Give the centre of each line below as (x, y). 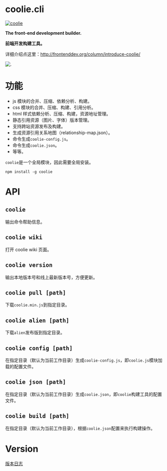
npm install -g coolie (29, 172)
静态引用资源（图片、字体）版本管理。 (52, 120)
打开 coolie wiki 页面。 (28, 249)
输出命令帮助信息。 (25, 222)
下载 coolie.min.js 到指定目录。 (38, 305)
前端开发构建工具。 (25, 43)
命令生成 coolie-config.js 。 (42, 139)
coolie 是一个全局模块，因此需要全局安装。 (49, 162)
